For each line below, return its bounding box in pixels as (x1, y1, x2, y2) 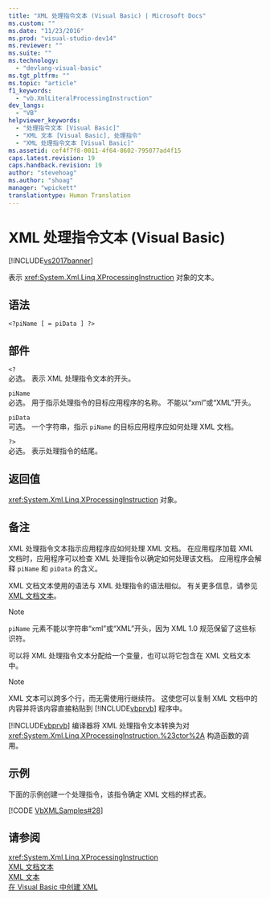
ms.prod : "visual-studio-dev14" (8, 34, 117, 43)
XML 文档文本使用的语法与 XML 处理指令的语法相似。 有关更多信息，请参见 (8, 580, 258, 590)
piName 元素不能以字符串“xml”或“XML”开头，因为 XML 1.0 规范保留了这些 (8, 623, 249, 633)
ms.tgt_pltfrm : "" (8, 72, 70, 80)
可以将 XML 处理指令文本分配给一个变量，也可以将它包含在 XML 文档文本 (8, 650, 251, 660)
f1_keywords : (8, 86, 52, 95)
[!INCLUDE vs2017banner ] (8, 255, 94, 266)
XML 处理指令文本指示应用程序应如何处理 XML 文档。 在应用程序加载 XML (8, 543, 255, 553)
